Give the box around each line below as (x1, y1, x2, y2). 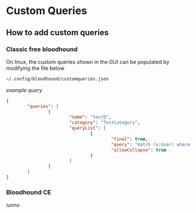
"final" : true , (111, 136, 148, 142)
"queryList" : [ (69, 125, 107, 131)
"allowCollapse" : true (111, 147, 167, 153)
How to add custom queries (6, 28, 109, 38)
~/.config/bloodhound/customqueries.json (6, 76, 109, 82)
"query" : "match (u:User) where (111, 141, 191, 147)
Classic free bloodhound (6, 45, 78, 53)
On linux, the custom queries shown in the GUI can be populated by (6, 58, 170, 65)
